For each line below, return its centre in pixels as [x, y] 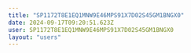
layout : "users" [35, 37]
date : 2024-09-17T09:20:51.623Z [61, 23]
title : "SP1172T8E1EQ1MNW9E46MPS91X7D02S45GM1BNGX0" [96, 15]
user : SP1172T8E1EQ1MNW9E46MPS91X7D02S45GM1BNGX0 [91, 30]
